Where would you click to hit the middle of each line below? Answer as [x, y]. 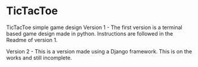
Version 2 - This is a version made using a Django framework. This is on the [99, 51]
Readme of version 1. [32, 40]
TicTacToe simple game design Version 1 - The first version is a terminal [94, 27]
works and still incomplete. [39, 58]
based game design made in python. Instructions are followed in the [90, 33]
